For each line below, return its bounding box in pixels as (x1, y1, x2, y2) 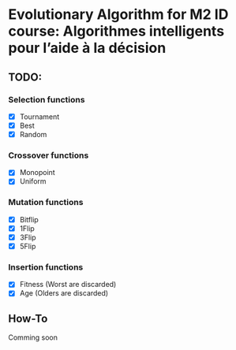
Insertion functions (8, 262, 84, 273)
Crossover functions (8, 150, 89, 161)
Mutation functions (8, 197, 84, 208)
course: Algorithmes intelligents (8, 22, 225, 40)
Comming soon (8, 333, 58, 342)
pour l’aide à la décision (8, 39, 167, 57)
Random (19, 130, 47, 139)
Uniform (19, 177, 47, 186)
